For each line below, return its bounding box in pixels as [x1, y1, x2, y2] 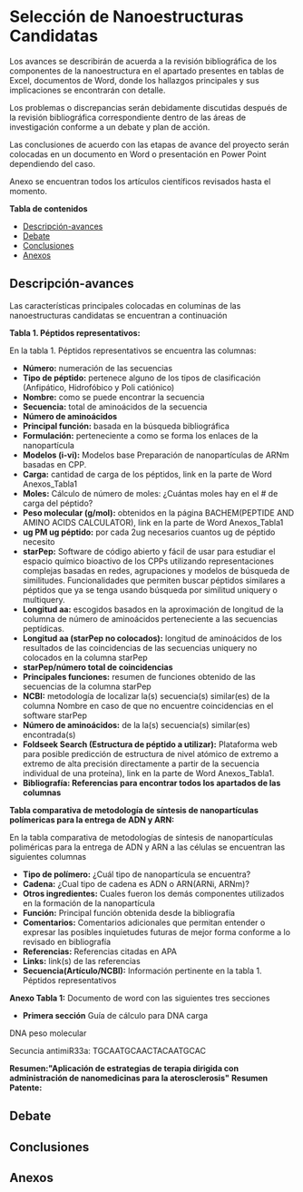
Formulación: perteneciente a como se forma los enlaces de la [22, 429, 259, 441]
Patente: [9, 1082, 43, 1093]
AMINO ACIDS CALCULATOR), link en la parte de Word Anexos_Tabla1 [22, 517, 284, 527]
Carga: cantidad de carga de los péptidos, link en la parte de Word [22, 468, 272, 479]
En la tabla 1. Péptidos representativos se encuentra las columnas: [9, 345, 257, 356]
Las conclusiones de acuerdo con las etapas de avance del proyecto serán [9, 139, 289, 150]
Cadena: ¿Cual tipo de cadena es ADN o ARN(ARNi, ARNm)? [22, 878, 249, 889]
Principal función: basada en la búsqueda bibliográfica [22, 420, 230, 431]
